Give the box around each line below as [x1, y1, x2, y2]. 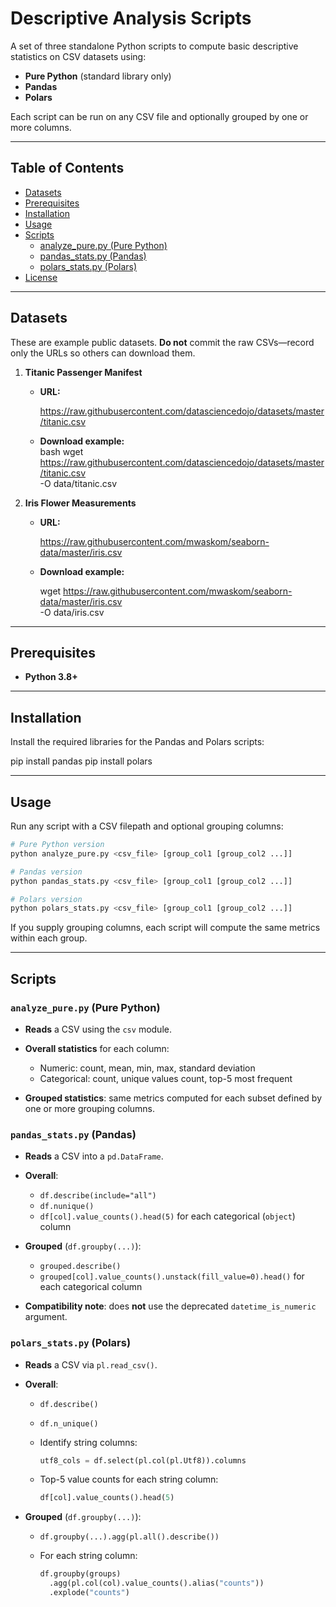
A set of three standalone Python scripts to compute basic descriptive [10, 40, 299, 52]
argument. [24, 1311, 68, 1323]
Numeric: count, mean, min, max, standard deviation [39, 1062, 256, 1074]
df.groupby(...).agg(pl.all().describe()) [39, 1532, 220, 1542]
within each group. [10, 932, 88, 944]
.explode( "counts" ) [48, 1588, 130, 1598]
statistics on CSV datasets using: [10, 50, 147, 62]
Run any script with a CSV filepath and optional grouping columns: [10, 820, 284, 832]
